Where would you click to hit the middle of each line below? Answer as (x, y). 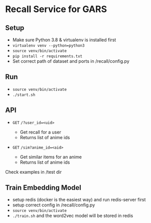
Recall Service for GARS (56, 9)
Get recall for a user (40, 132)
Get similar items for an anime (51, 157)
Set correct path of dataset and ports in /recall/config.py (71, 61)
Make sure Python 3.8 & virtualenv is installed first (64, 40)
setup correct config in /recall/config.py (54, 205)
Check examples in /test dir (33, 172)
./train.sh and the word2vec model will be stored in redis (73, 216)
